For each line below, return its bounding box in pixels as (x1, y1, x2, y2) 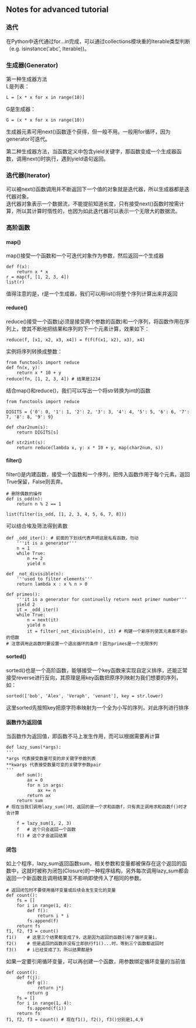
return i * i (37, 913, 69, 919)
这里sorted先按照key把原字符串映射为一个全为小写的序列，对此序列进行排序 (6, 704, 189, 711)
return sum (16, 798, 43, 804)
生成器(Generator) (6, 61, 59, 69)
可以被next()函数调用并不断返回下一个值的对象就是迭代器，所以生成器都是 (6, 185, 184, 192)
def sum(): (16, 772, 43, 778)
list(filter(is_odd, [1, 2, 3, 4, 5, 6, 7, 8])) (6, 511, 127, 517)
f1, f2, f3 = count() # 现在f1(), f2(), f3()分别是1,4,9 (6, 1017, 143, 1023)
